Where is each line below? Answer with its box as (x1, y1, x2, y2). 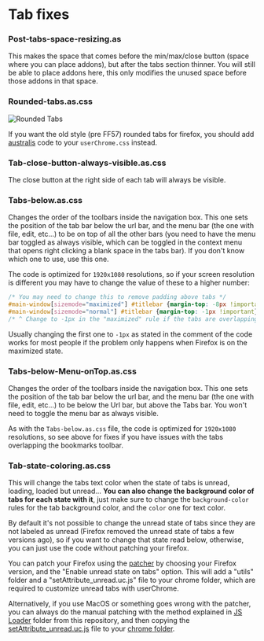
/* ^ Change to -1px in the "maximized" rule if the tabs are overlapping (8, 315, 258, 323)
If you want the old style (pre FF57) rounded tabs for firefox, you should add (8, 129, 255, 138)
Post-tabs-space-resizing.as (8, 34, 122, 45)
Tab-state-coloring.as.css (8, 460, 112, 471)
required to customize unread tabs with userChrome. (8, 584, 179, 593)
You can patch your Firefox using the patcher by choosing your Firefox (8, 558, 237, 568)
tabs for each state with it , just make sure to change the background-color (8, 495, 249, 504)
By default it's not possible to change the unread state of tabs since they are (8, 518, 256, 528)
